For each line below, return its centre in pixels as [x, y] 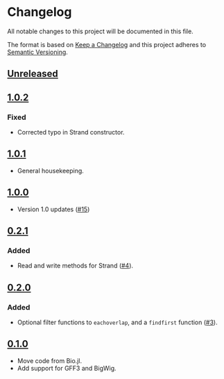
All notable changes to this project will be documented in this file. [101, 31]
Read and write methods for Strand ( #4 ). [75, 266]
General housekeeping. [51, 170]
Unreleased [33, 74]
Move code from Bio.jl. [49, 360]
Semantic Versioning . [37, 52]
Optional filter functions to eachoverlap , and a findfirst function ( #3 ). [117, 322]
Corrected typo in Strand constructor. [71, 132]
